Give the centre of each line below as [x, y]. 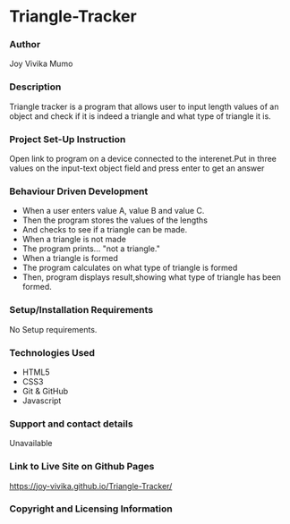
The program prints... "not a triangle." [91, 249]
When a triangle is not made [74, 240]
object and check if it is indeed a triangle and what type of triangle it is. [140, 116]
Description [35, 87]
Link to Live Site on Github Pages [82, 467]
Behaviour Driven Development [79, 191]
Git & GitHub [45, 391]
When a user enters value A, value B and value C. [113, 211]
